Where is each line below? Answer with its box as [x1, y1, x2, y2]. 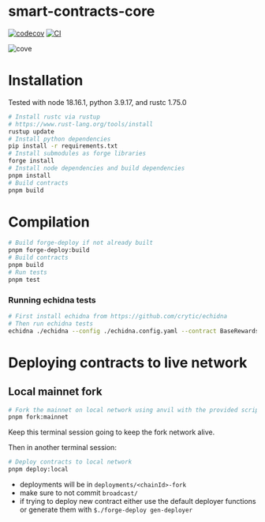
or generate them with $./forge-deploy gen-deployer [19, 505, 193, 515]
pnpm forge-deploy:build [8, 246, 90, 254]
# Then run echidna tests [8, 319, 93, 328]
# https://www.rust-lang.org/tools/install [8, 120, 154, 128]
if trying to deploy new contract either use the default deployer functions [19, 497, 256, 506]
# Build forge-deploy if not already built [8, 239, 154, 247]
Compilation [8, 212, 90, 231]
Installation [8, 72, 84, 89]
